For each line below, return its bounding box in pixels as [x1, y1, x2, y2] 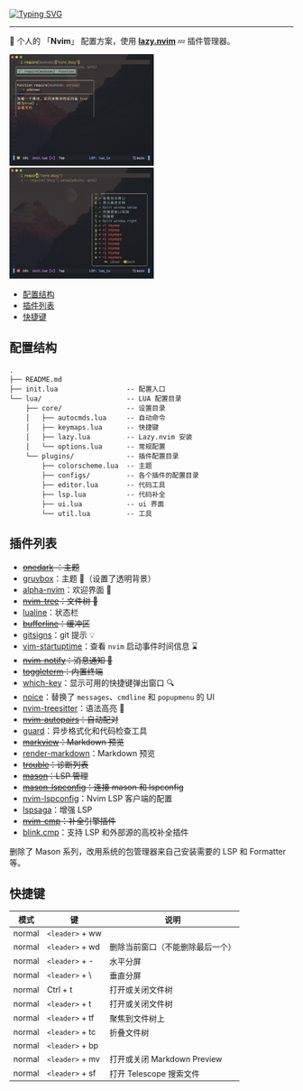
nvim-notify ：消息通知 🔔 [22, 654, 113, 665]
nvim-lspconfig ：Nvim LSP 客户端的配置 [22, 792, 173, 803]
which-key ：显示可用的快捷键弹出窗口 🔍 [22, 677, 175, 688]
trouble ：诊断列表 [22, 759, 89, 770]
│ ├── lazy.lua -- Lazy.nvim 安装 [25, 432, 193, 441]
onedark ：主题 [22, 561, 80, 572]
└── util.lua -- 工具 [41, 509, 152, 518]
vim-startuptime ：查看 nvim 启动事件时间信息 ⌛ [22, 641, 198, 652]
